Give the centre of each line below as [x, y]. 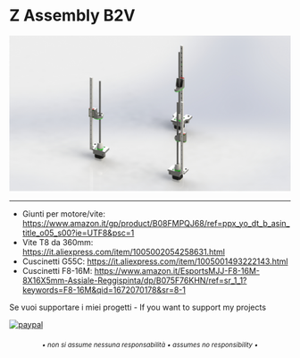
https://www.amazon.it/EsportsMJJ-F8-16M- [177, 270]
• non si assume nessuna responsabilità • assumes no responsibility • [150, 345]
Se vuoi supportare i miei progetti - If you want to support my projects [137, 307]
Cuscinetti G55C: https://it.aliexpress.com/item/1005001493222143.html [155, 261]
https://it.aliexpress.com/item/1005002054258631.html [124, 251]
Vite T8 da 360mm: [58, 242]
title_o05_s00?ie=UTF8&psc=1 [78, 233]
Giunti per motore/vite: [63, 213]
